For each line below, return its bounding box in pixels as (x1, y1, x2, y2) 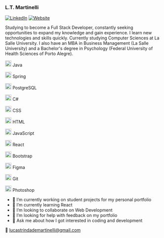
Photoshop (12, 187, 35, 193)
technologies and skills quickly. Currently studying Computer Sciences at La (5, 35, 160, 41)
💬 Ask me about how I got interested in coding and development (12, 218, 143, 224)
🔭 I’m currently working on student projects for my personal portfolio (12, 197, 152, 203)
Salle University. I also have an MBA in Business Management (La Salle (5, 40, 149, 46)
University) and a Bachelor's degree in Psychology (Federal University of (5, 46, 153, 52)
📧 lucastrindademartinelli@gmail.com (5, 227, 81, 233)
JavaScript (12, 130, 34, 136)
